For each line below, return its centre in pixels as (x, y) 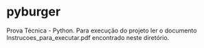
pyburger (34, 12)
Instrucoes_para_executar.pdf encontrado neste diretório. (88, 37)
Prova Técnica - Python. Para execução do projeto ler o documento (102, 30)
